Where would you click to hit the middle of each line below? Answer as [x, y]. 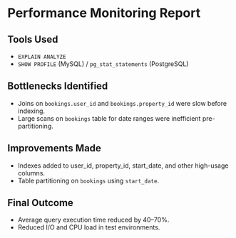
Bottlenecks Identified [58, 86]
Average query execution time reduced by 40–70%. [93, 220]
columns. [31, 173]
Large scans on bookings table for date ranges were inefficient [109, 118]
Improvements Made [55, 148]
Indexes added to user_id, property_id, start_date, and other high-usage [123, 166]
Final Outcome [40, 203]
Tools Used [33, 39]
